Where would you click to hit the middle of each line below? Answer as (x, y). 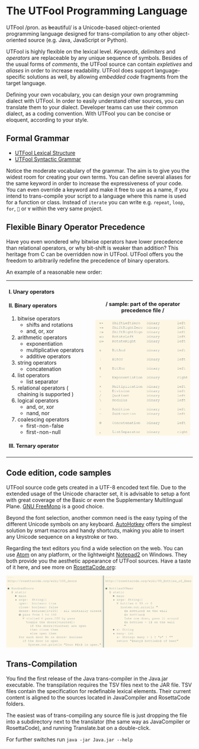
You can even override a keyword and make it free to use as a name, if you (97, 189)
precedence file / (143, 311)
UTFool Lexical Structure (45, 153)
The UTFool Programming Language (97, 11)
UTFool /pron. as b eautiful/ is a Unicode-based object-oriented (83, 27)
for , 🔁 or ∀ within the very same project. (54, 208)
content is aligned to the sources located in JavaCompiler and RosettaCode (98, 697)
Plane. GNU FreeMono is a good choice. (55, 506)
